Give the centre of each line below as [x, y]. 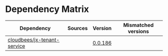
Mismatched [138, 25]
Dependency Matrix [47, 9]
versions [138, 31]
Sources [77, 28]
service [16, 46]
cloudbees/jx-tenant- [34, 39]
